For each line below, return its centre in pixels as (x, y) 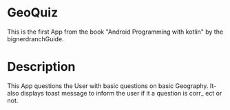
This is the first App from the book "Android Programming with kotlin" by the (115, 32)
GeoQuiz (33, 13)
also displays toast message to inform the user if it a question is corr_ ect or (115, 93)
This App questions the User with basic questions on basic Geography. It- (112, 86)
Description (41, 67)
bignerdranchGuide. (35, 38)
